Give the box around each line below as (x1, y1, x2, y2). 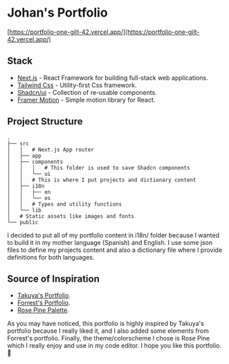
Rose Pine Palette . (17, 306, 69, 314)
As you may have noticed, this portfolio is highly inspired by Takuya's (7, 320, 204, 328)
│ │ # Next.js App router (7, 146, 95, 153)
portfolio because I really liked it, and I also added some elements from (7, 327, 209, 335)
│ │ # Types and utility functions (7, 201, 122, 208)
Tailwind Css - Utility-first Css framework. (17, 81, 137, 89)
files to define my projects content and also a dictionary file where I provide (7, 246, 223, 254)
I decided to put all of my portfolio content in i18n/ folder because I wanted (7, 230, 220, 239)
